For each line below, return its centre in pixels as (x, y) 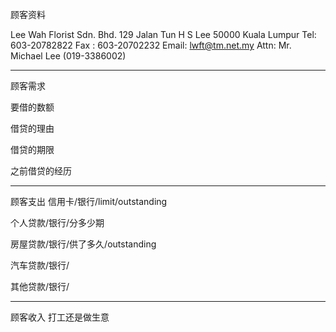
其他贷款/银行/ (40, 286)
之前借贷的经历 (41, 171)
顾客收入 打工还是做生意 (60, 317)
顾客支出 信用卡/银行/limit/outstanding (89, 201)
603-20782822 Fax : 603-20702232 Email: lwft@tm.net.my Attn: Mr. (151, 45)
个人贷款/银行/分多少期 (57, 222)
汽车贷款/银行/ (40, 265)
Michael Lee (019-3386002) (68, 56)
